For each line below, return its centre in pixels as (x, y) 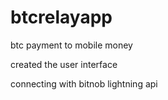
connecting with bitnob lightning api (84, 83)
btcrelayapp (61, 17)
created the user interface (64, 64)
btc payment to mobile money (71, 45)
